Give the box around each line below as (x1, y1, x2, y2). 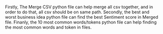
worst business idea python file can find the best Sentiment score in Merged (5, 14, 158, 20)
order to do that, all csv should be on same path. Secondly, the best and (5, 9, 149, 15)
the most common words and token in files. (5, 24, 91, 30)
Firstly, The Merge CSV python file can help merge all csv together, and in (5, 4, 153, 10)
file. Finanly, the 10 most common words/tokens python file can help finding (5, 19, 157, 25)
